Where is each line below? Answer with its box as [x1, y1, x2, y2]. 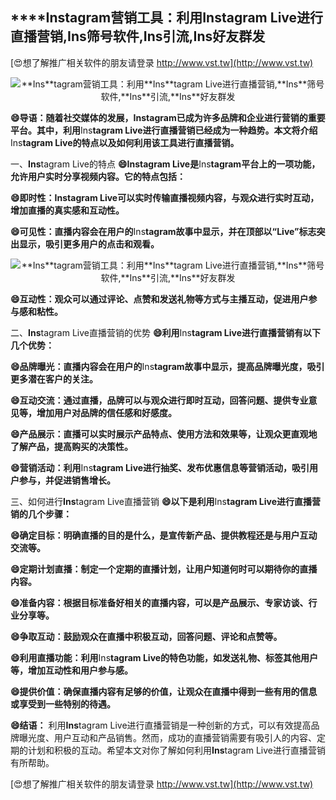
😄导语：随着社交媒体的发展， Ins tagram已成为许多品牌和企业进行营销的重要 [10, 111, 326, 123]
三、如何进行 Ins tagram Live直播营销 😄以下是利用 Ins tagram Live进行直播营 [10, 495, 322, 507]
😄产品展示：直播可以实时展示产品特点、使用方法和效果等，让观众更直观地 [10, 428, 318, 440]
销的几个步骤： [10, 508, 72, 520]
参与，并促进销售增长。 [18, 474, 116, 486]
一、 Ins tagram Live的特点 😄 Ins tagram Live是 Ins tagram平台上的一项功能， [10, 158, 321, 170]
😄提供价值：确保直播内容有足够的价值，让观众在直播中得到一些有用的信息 [10, 685, 318, 697]
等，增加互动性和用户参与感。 [10, 664, 133, 676]
